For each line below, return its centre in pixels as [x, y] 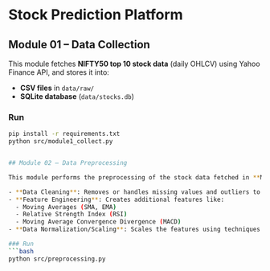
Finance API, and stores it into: [59, 72]
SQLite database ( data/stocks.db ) [77, 96]
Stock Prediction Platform [96, 15]
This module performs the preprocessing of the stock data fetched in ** [135, 177]
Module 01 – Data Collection [79, 45]
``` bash [21, 251]
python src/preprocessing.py [57, 259]
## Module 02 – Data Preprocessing [68, 163]
